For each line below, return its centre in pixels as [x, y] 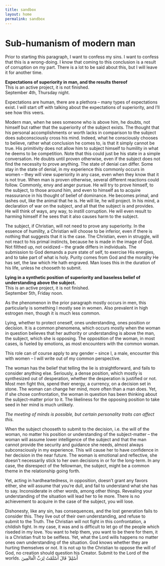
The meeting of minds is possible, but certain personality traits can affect [80, 414]
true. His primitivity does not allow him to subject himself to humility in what [82, 148]
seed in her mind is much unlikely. [39, 405]
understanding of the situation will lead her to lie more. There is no [72, 496]
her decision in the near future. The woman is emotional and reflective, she [81, 455]
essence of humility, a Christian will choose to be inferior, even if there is [79, 231]
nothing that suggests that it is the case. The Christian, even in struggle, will [82, 237]
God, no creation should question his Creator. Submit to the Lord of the [77, 553]
